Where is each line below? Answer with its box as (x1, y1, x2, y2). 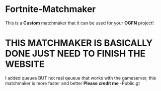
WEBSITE (5, 59, 45, 70)
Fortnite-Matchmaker (5, 3, 96, 15)
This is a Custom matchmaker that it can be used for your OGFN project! (5, 20, 154, 26)
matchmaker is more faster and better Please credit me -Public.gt (5, 80, 140, 86)
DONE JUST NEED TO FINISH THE (5, 48, 146, 59)
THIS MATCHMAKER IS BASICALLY (5, 37, 153, 49)
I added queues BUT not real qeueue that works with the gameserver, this (5, 75, 157, 81)
